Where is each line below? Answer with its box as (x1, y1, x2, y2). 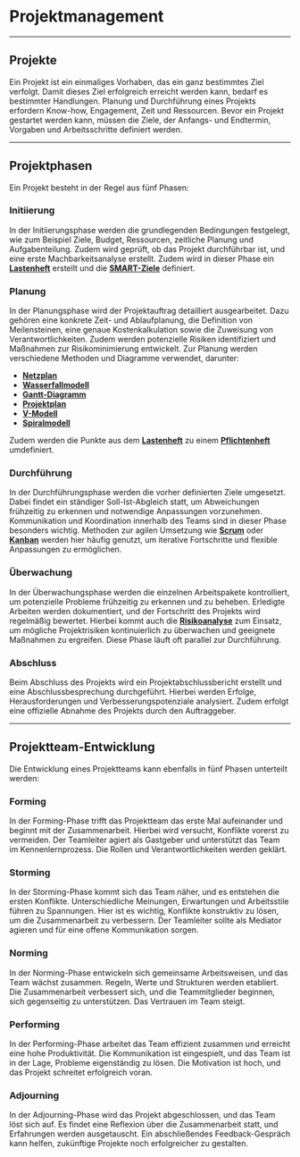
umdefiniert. (9, 444, 54, 455)
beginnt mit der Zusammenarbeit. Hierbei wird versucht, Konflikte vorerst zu (9, 825, 289, 836)
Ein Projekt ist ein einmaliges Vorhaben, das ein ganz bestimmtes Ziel (9, 76, 265, 87)
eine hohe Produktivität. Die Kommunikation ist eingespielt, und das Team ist (9, 1048, 291, 1059)
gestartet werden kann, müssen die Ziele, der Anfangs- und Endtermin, (9, 114, 271, 125)
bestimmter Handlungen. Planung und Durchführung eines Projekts (9, 96, 256, 106)
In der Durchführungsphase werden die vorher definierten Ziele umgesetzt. (9, 487, 286, 498)
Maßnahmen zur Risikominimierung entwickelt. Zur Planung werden (9, 343, 258, 354)
